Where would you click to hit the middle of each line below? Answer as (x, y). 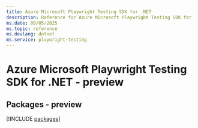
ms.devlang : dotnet (31, 34)
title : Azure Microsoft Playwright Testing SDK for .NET (79, 12)
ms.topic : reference (32, 29)
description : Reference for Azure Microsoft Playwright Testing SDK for (99, 17)
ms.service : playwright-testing (46, 40)
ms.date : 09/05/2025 (32, 23)
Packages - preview (44, 104)
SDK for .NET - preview (65, 82)
